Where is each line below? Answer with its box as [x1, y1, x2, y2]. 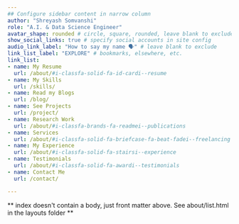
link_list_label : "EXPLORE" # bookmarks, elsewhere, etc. [7, 50, 183, 57]
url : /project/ [14, 109, 59, 116]
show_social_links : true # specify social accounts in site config [7, 37, 212, 44]
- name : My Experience [7, 142, 75, 150]
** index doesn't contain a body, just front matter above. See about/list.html [7, 201, 229, 209]
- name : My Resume [7, 63, 62, 70]
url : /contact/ [14, 175, 59, 182]
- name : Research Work [7, 116, 75, 123]
